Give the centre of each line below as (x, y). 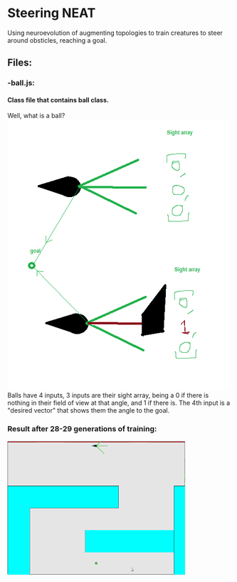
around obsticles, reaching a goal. (57, 40)
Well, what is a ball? (36, 116)
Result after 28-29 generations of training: (82, 429)
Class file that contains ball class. (58, 100)
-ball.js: (21, 83)
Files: (20, 63)
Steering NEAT (52, 13)
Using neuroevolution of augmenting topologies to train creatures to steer (115, 33)
